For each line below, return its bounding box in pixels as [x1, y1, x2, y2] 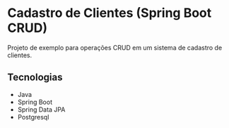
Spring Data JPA [17, 105, 66, 114]
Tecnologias [7, 71, 63, 83]
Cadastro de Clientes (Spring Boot [7, 5, 212, 21]
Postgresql [17, 112, 49, 121]
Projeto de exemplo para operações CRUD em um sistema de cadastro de [7, 43, 223, 52]
